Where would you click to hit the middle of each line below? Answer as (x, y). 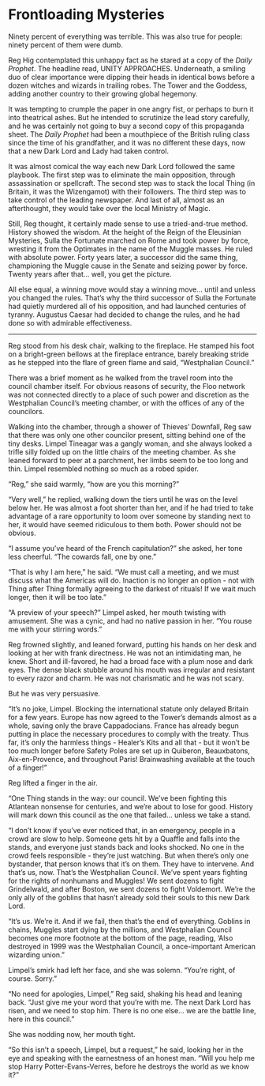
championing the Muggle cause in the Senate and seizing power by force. (128, 266)
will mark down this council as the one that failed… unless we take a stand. (129, 815)
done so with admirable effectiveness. (70, 322)
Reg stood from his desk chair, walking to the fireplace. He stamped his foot (131, 345)
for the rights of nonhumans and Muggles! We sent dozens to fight (116, 880)
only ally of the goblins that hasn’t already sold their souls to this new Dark (129, 897)
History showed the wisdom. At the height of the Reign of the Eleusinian (125, 232)
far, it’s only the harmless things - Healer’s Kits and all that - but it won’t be (129, 742)
